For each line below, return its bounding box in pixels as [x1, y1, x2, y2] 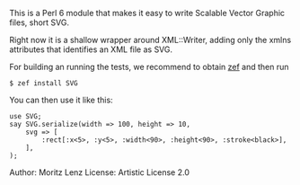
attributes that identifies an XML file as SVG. [9, 44, 173, 55]
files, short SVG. [9, 17, 70, 28]
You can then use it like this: [9, 94, 114, 105]
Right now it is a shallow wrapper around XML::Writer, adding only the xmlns [9, 35, 292, 45]
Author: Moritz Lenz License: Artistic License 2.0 [9, 167, 190, 178]
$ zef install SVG [9, 79, 78, 88]
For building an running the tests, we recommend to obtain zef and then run [9, 62, 289, 72]
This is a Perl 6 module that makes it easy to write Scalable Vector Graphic [9, 8, 286, 18]
